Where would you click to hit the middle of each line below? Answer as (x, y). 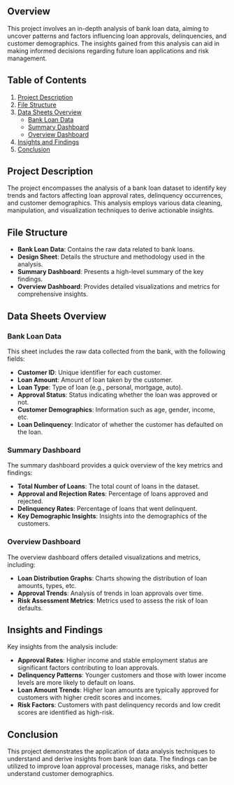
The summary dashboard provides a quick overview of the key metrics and (115, 465)
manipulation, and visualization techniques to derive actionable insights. (111, 210)
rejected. (30, 501)
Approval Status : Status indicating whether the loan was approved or (117, 395)
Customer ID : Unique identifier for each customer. (89, 372)
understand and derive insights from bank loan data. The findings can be (112, 759)
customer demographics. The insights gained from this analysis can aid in (114, 43)
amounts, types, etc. (47, 585)
